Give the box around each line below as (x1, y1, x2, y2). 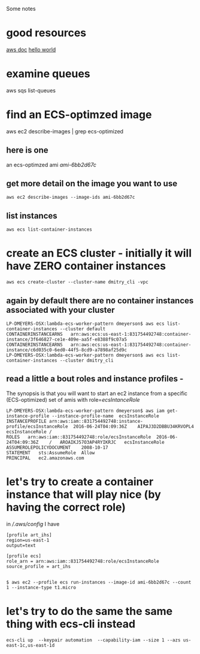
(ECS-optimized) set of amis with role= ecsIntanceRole (6, 396, 140, 403)
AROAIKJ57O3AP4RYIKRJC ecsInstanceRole (59, 439, 165, 445)
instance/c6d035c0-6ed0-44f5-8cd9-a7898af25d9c (6, 347, 128, 353)
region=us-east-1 (6, 537, 50, 543)
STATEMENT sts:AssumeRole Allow (6, 450, 95, 456)
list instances (6, 210, 58, 221)
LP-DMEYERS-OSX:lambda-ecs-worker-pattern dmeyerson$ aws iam (6, 408, 165, 414)
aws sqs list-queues (6, 86, 56, 94)
